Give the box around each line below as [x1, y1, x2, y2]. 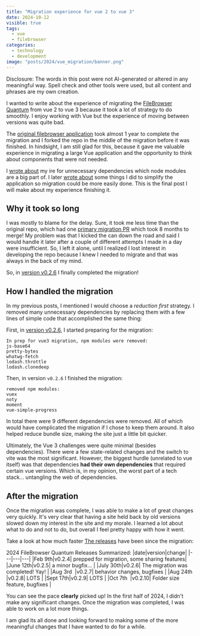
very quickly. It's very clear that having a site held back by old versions [6, 513, 181, 520]
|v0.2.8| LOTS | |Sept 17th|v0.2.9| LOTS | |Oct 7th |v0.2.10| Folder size [6, 574, 180, 582]
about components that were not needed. [6, 155, 109, 163]
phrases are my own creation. [6, 88, 79, 95]
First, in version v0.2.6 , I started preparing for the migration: [6, 326, 153, 334]
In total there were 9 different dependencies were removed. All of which [6, 418, 183, 425]
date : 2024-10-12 [6, 14, 50, 20]
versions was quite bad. [6, 118, 65, 126]
